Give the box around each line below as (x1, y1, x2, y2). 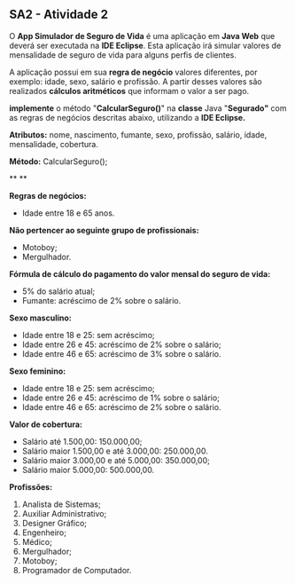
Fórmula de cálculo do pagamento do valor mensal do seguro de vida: (9, 268, 271, 279)
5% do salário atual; (21, 286, 96, 296)
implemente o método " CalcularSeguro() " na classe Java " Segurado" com (9, 102, 287, 114)
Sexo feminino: (9, 366, 66, 376)
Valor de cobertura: (9, 419, 82, 430)
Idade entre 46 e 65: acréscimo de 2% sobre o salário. (21, 401, 221, 412)
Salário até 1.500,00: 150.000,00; (21, 436, 143, 446)
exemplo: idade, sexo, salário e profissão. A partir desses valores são (9, 75, 263, 87)
